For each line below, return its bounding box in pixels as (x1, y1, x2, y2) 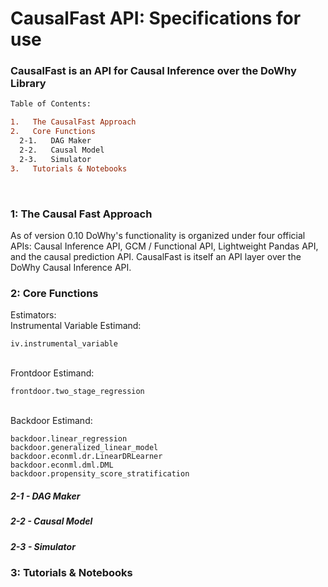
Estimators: (10, 309, 57, 321)
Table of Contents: (10, 99, 92, 109)
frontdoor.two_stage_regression (10, 387, 145, 397)
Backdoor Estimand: (10, 415, 93, 427)
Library (10, 77, 47, 91)
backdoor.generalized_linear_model (10, 443, 159, 453)
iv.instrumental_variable (10, 339, 118, 349)
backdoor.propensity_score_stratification (10, 469, 190, 479)
